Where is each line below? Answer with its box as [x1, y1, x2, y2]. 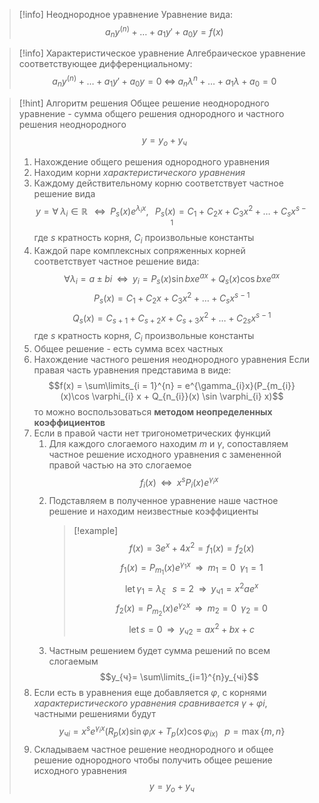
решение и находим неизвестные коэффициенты [48, 505, 259, 517]
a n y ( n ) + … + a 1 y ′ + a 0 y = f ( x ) [105, 24, 224, 40]
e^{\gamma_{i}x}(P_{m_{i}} [184, 380, 296, 392]
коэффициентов [33, 417, 106, 429]
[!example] [73, 524, 119, 536]
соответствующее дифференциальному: [18, 58, 193, 70]
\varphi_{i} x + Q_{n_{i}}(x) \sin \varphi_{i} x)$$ [91, 390, 284, 403]
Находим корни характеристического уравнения [33, 166, 246, 178]
